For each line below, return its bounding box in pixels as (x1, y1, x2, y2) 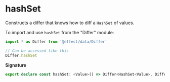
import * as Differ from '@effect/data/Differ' (5, 39, 108, 44)
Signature (5, 62, 27, 68)
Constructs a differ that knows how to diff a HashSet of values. (5, 20, 135, 26)
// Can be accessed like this (5, 48, 69, 53)
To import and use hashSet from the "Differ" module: (5, 29, 114, 35)
